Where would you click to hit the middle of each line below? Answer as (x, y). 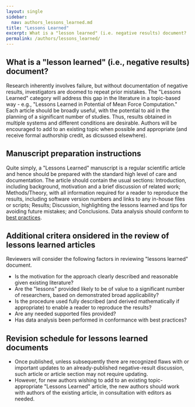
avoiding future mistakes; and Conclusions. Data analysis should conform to (97, 211)
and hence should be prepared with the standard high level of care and (91, 174)
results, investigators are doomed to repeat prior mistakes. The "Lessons (94, 92)
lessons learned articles (51, 245)
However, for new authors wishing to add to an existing (81, 380)
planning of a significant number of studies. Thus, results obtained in (89, 116)
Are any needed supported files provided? (65, 314)
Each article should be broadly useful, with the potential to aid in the (88, 110)
